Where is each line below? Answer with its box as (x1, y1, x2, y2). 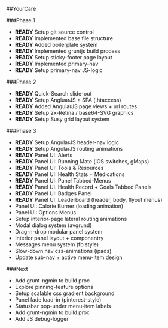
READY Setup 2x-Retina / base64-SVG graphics (14, 109, 134, 116)
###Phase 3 (6, 127, 36, 134)
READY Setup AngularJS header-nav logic (14, 139, 120, 146)
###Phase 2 (6, 78, 36, 85)
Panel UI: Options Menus (14, 209, 77, 216)
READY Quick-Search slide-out (14, 90, 92, 97)
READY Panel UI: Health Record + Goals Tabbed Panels (14, 183, 152, 190)
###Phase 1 (6, 17, 35, 23)
